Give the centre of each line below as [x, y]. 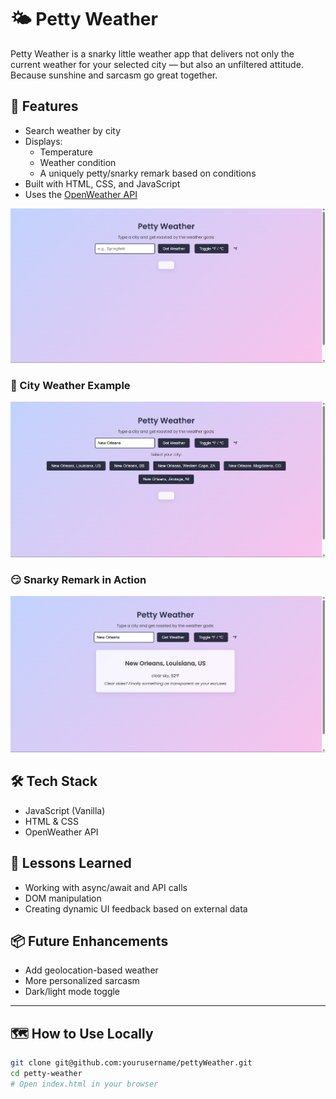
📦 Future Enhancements [89, 941]
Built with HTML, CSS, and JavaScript [102, 183]
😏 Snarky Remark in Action [78, 580]
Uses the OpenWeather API [81, 194]
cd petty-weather [46, 1074]
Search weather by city [72, 130]
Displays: [43, 141]
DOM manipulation [63, 898]
